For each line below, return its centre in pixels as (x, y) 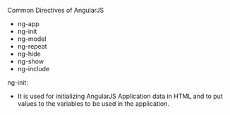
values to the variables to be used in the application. (93, 104)
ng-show (31, 61)
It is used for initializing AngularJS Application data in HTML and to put (120, 96)
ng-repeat (32, 46)
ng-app (29, 24)
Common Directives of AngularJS (56, 10)
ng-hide (29, 54)
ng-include (34, 69)
